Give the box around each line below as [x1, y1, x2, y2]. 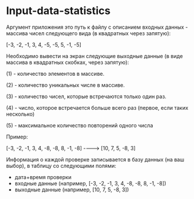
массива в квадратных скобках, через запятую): [6, 59, 129, 66]
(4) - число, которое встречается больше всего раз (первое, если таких [6, 104, 189, 111]
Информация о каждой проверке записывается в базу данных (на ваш [6, 156, 185, 163]
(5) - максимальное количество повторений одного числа [6, 122, 153, 129]
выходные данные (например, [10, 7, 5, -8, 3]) [14, 186, 129, 193]
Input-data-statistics [6, 4, 111, 18]
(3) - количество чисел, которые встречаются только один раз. [6, 93, 167, 100]
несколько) [6, 110, 35, 117]
